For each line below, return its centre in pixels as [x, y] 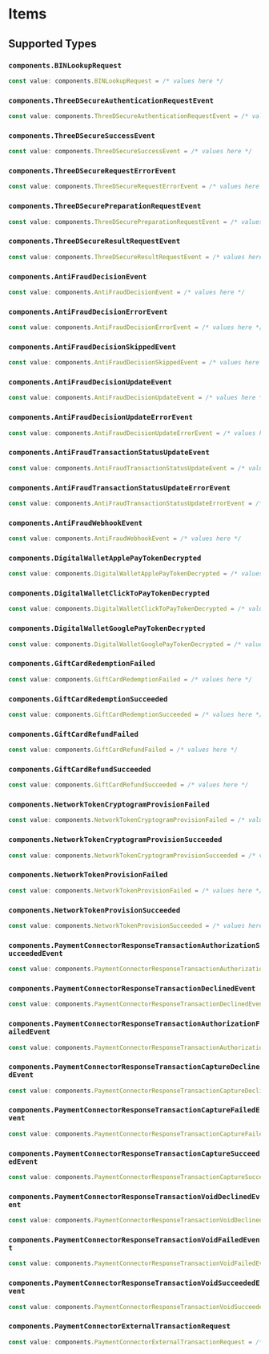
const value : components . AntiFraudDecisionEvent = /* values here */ [127, 292]
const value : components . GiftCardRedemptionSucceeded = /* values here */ [136, 714]
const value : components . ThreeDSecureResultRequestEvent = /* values [127, 257]
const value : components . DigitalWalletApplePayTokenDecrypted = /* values [136, 574]
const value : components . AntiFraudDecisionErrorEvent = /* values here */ [136, 327]
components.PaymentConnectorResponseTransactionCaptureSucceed [134, 1153]
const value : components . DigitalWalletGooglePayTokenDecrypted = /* [125, 644]
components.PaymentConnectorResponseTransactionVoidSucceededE [134, 1283]
